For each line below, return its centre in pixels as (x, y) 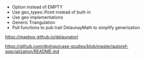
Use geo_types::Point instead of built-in (51, 12)
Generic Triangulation (34, 22)
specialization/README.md (32, 51)
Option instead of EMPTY (37, 7)
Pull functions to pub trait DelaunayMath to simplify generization (76, 28)
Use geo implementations (37, 17)
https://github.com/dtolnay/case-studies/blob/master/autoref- (67, 46)
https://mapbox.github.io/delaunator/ (42, 37)
